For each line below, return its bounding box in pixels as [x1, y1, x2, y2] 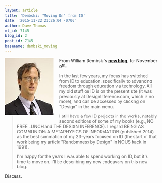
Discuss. [5, 173, 22, 179]
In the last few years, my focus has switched [59, 73, 148, 79]
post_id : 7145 [5, 39, 34, 44]
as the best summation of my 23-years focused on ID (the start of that [16, 134, 157, 140]
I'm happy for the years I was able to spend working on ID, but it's [16, 153, 148, 160]
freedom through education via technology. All [59, 83, 152, 89]
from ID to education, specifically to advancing [59, 78, 153, 84]
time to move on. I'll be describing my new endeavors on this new [16, 159, 148, 165]
